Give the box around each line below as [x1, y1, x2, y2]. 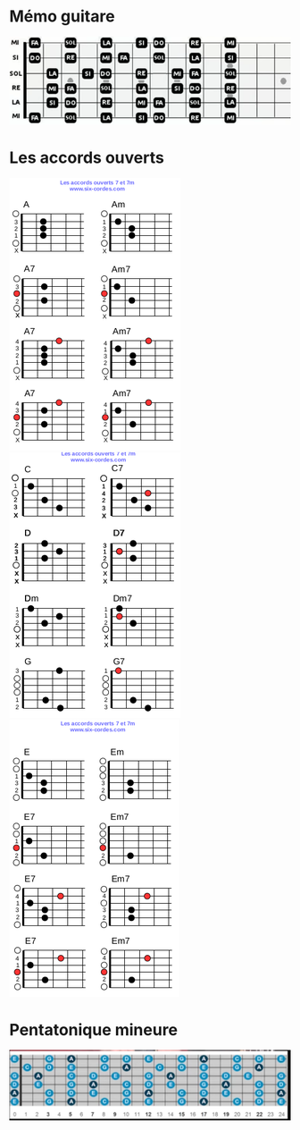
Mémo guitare [9, 6, 115, 27]
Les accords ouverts [9, 148, 165, 168]
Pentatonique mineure [9, 1020, 179, 1041]
